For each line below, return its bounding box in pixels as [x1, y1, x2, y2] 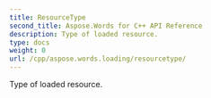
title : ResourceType [9, 12, 87, 22]
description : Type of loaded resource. [9, 29, 159, 38]
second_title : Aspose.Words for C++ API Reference [9, 21, 203, 30]
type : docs [9, 37, 50, 47]
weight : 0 [9, 46, 47, 55]
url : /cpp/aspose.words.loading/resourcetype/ [9, 54, 187, 63]
